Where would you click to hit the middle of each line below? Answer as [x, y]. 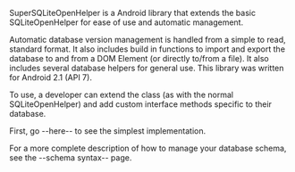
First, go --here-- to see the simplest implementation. [108, 131]
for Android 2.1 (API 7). [51, 78]
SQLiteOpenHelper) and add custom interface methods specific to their [141, 104]
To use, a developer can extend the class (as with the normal [122, 94]
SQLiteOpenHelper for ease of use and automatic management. [126, 22]
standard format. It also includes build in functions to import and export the [147, 49]
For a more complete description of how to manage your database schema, [148, 148]
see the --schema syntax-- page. [71, 158]
